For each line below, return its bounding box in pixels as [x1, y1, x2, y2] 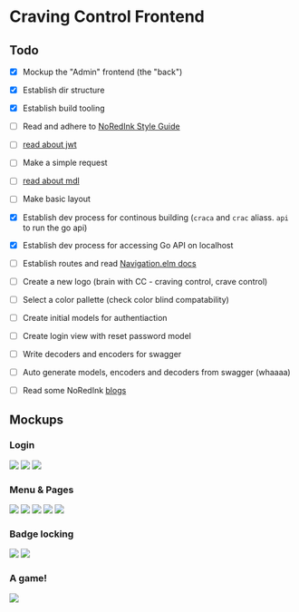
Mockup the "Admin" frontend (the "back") [22, 66, 183, 77]
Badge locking [9, 528, 74, 540]
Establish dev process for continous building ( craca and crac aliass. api [22, 211, 289, 223]
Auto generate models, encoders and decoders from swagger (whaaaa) [22, 367, 292, 377]
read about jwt [22, 139, 77, 151]
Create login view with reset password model [22, 330, 192, 341]
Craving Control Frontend [9, 6, 206, 27]
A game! [9, 572, 48, 585]
